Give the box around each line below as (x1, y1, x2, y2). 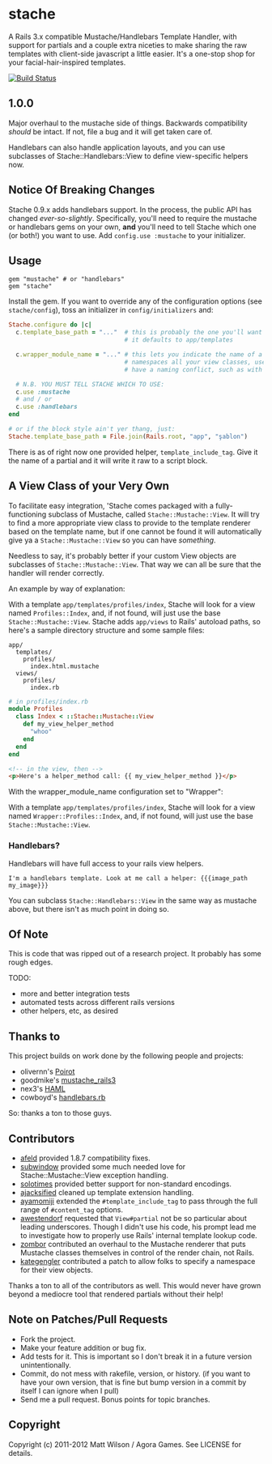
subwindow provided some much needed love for (19, 1162, 186, 1172)
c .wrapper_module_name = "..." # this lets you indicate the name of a (15, 351, 263, 359)
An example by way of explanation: (8, 584, 125, 594)
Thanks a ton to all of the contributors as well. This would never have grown (8, 1281, 261, 1291)
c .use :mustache (15, 388, 70, 396)
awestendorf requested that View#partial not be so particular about (19, 1214, 247, 1224)
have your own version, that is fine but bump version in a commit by (19, 1377, 247, 1387)
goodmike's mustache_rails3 (19, 1075, 116, 1085)
